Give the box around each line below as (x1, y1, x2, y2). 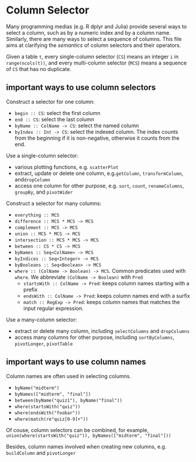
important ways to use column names (6, 357, 146, 367)
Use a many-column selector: (6, 316, 77, 323)
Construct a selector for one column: (6, 98, 95, 105)
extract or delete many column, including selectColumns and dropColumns (14, 327, 190, 335)
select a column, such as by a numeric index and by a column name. (6, 29, 171, 36)
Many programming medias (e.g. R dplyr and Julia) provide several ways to (6, 23, 187, 30)
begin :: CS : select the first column (14, 109, 101, 116)
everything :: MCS (14, 212, 60, 218)
